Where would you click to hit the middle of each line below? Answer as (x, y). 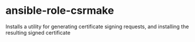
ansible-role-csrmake (60, 11)
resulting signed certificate (38, 32)
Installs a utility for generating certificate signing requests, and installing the (97, 26)
